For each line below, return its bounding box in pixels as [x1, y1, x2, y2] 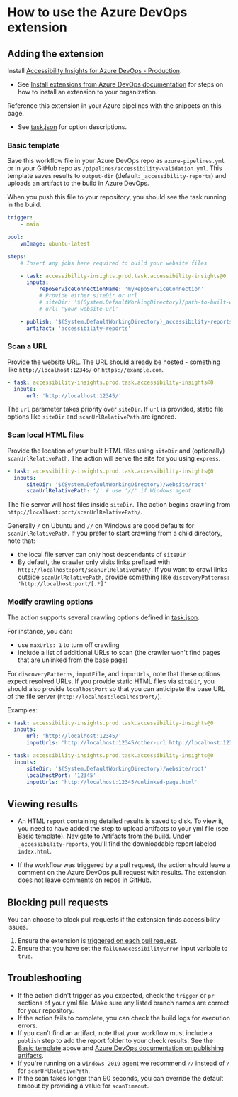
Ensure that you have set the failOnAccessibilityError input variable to [17, 944, 228, 953]
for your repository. [17, 1005, 74, 1015]
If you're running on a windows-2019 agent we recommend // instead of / [17, 1059, 230, 1067]
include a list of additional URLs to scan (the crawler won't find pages [17, 648, 221, 656]
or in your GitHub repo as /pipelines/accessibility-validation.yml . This [7, 164, 222, 172]
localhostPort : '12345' [25, 771, 97, 779]
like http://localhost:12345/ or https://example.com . [7, 365, 164, 373]
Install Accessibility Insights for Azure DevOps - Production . [7, 67, 182, 75]
